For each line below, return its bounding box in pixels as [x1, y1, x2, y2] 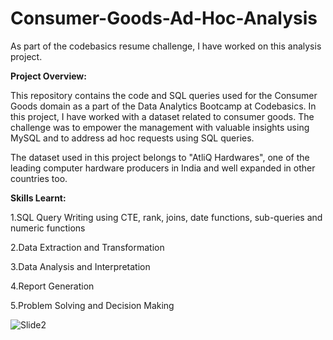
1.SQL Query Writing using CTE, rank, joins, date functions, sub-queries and [10, 211, 323, 223]
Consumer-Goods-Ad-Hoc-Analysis [10, 7, 318, 30]
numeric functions [10, 222, 86, 234]
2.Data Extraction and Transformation [10, 241, 165, 253]
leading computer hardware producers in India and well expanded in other [10, 162, 316, 174]
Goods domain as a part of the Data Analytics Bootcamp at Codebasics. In [10, 100, 317, 112]
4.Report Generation [10, 280, 95, 292]
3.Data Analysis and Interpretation [10, 260, 151, 272]
